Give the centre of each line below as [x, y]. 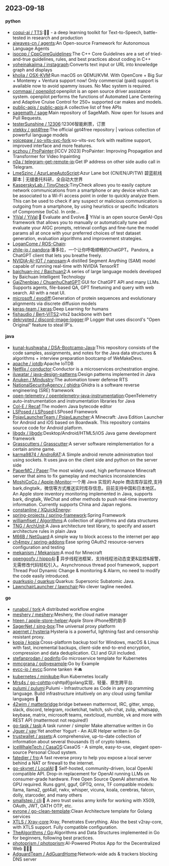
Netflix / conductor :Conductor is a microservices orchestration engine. [86, 369]
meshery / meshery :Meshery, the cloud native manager [70, 614]
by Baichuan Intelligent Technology [49, 277]
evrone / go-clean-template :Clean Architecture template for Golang [82, 811]
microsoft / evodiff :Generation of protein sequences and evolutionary [84, 298]
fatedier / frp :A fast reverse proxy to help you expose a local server [82, 758]
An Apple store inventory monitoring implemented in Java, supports [82, 494]
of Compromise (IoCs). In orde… [46, 211]
